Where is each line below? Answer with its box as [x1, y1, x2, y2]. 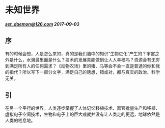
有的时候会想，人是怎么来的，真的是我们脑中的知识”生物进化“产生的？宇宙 [5, 50, 156, 57]
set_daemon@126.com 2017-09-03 [5, 21, 80, 27]
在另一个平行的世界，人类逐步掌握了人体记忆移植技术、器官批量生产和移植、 [5, 105, 160, 111]
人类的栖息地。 [5, 117, 35, 123]
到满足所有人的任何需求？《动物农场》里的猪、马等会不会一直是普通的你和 [5, 63, 156, 69]
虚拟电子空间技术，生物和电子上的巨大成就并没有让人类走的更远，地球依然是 [5, 111, 160, 117]
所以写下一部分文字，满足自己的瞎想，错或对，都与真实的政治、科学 [22, 69, 160, 75]
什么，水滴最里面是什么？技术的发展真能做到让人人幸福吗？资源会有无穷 [13, 57, 160, 63]
